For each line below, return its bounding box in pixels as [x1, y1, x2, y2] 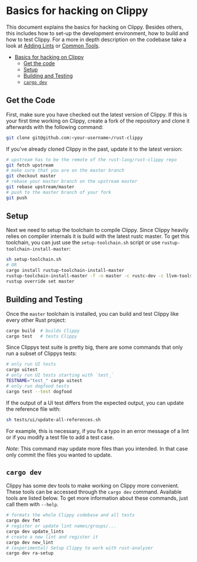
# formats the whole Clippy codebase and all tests [6, 512, 135, 518]
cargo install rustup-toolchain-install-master [6, 268, 125, 274]
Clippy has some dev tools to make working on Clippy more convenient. [6, 482, 179, 489]
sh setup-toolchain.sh [6, 257, 62, 263]
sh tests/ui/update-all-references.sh [6, 417, 101, 423]
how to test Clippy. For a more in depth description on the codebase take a [6, 36, 186, 43]
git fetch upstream [6, 162, 54, 168]
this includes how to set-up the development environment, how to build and [6, 29, 189, 36]
